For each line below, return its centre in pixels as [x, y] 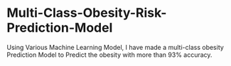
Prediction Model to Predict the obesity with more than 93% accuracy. [109, 55]
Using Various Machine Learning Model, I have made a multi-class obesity [116, 47]
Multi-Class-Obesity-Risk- [87, 13]
